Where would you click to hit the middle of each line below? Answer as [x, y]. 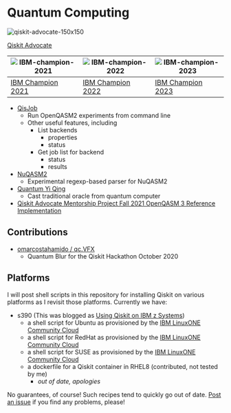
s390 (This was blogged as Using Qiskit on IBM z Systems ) [101, 315]
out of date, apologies [69, 381]
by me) [37, 374]
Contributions [37, 232]
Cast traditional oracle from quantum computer [94, 196]
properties [63, 137]
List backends [57, 130]
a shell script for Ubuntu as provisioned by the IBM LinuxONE [114, 323]
